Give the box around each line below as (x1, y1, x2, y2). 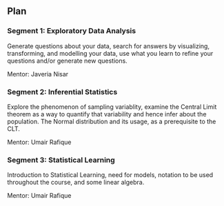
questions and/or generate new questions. (7, 56, 128, 65)
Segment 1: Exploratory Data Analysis (7, 26, 136, 36)
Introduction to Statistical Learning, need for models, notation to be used (7, 171, 214, 179)
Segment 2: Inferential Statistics (7, 87, 118, 96)
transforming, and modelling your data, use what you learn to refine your (7, 49, 214, 57)
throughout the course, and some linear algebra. (7, 178, 145, 187)
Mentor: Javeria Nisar (7, 70, 69, 78)
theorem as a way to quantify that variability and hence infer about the (7, 110, 207, 118)
